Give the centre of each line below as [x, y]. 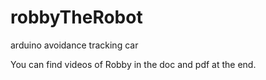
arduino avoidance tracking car [74, 45]
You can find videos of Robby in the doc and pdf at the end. [133, 64]
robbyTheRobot [76, 17]
